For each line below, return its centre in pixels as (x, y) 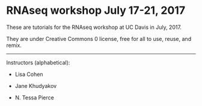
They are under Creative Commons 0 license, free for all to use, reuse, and (99, 39)
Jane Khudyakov (36, 86)
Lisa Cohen (29, 74)
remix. (14, 45)
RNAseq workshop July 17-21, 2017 (96, 11)
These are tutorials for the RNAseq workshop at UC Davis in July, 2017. (94, 27)
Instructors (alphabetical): (38, 62)
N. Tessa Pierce (34, 98)
